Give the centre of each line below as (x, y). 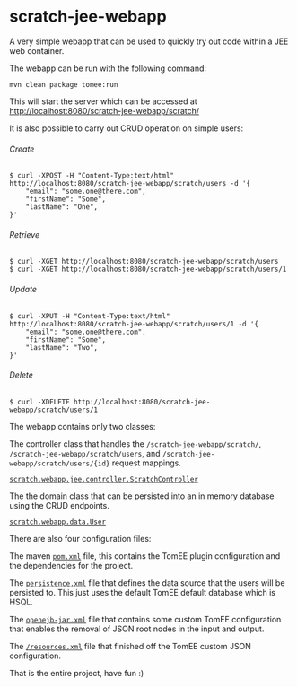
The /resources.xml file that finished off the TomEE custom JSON (130, 646)
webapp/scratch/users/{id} (60, 464)
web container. (37, 50)
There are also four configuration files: (80, 538)
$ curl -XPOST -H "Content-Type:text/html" (92, 176)
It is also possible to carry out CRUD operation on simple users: (127, 128)
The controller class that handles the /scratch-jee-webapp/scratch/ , (135, 444)
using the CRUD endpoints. (60, 505)
